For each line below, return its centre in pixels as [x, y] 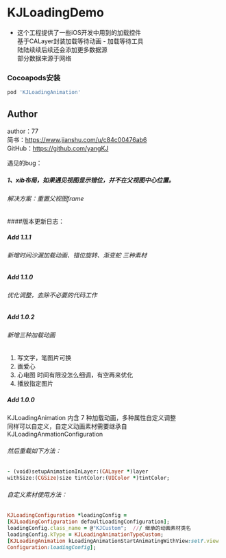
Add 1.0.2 [21, 317]
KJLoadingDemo [56, 13]
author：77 [23, 131]
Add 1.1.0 [20, 277]
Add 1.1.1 [20, 237]
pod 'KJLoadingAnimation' [44, 93]
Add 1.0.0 [21, 399]
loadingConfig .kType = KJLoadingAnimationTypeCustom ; [86, 534]
